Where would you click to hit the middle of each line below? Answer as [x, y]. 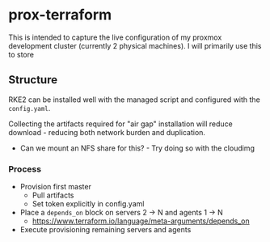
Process [25, 169]
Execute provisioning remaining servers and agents [105, 230]
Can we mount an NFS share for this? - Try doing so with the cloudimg [137, 148]
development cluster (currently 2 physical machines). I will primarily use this [135, 45]
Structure [33, 80]
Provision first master [55, 187]
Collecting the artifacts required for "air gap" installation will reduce [120, 124]
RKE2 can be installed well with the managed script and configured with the [134, 100]
